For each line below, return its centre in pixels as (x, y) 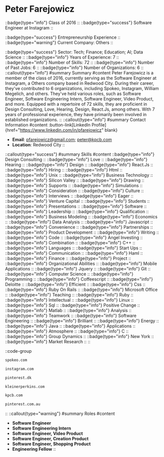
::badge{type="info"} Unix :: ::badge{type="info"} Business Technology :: (79, 175)
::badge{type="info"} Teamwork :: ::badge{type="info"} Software (71, 315)
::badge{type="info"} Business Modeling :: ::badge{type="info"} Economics (81, 216)
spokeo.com (16, 360)
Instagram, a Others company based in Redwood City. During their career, (80, 83)
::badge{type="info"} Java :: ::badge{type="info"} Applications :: (70, 326)
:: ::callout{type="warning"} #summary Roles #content (60, 414)
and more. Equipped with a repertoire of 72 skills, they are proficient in (76, 104)
